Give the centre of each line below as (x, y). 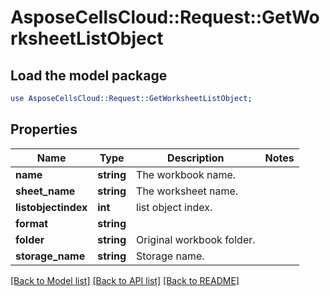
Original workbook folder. (196, 239)
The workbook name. (186, 174)
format (32, 223)
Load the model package (89, 75)
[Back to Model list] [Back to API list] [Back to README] (125, 280)
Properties (44, 129)
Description (196, 158)
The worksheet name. (187, 191)
